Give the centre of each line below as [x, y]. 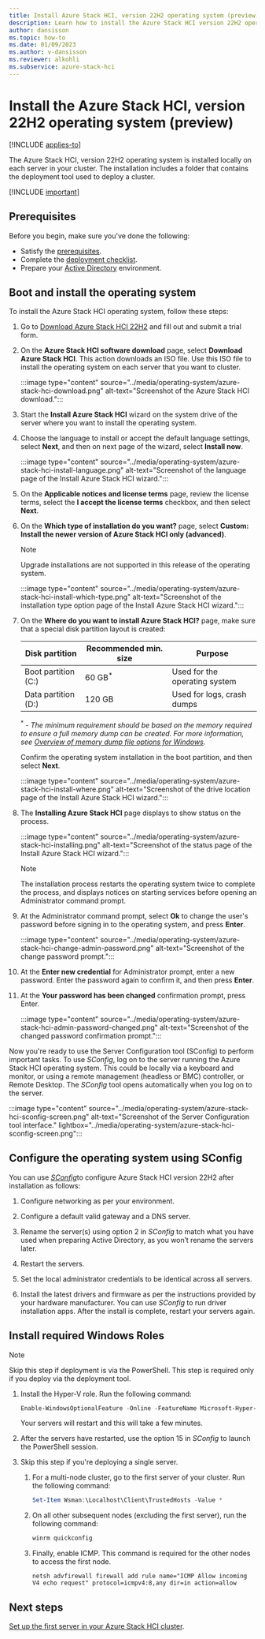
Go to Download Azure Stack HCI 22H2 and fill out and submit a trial [131, 327]
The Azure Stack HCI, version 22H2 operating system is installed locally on [131, 159]
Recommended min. [125, 649]
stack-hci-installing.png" [60, 844]
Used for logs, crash [209, 694]
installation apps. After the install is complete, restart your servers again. [138, 1311]
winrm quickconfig [62, 1538]
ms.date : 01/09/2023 [43, 45]
